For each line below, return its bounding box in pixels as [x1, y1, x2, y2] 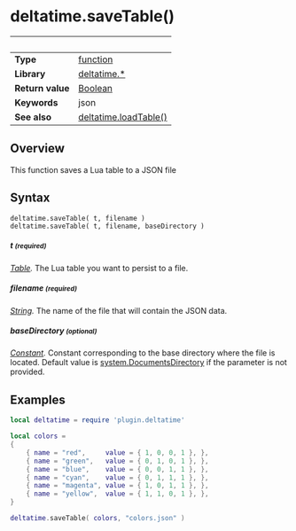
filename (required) [10, 283, 78, 293]
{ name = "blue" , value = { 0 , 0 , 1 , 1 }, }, [26, 465, 209, 473]
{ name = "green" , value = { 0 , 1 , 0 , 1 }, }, [26, 457, 209, 465]
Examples [10, 392, 66, 407]
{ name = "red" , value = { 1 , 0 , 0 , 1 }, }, [26, 448, 209, 457]
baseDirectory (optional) [10, 325, 97, 336]
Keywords [14, 96, 58, 108]
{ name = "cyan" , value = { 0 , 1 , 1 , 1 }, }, [26, 472, 209, 482]
